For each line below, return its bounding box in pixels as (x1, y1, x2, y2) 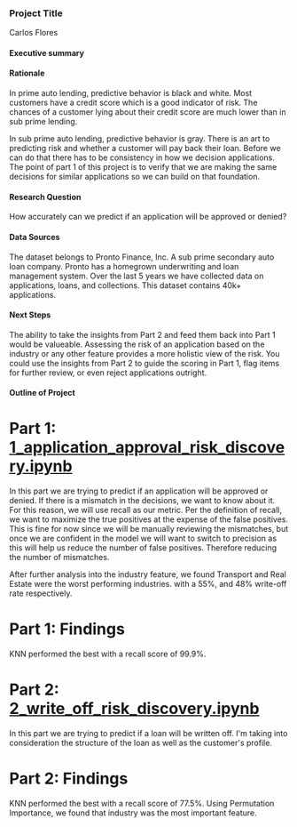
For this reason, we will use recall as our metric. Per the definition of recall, (9, 505, 282, 516)
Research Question (9, 191, 82, 202)
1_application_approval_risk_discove (9, 438, 285, 458)
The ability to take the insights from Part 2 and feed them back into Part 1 (9, 329, 277, 340)
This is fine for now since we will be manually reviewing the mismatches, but (9, 524, 289, 534)
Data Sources (9, 231, 60, 242)
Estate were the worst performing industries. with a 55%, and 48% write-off (9, 579, 287, 590)
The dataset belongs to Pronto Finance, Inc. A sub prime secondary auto (9, 252, 275, 262)
